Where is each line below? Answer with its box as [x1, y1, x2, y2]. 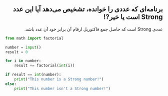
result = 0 [5, 49, 28, 54]
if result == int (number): [5, 72, 61, 77]
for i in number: [5, 58, 41, 63]
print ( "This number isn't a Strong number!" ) [14, 86, 111, 91]
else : [5, 81, 16, 86]
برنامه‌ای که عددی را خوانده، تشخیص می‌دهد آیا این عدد [12, 5, 163, 13]
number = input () [5, 44, 41, 50]
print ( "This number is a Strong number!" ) [14, 77, 104, 82]
